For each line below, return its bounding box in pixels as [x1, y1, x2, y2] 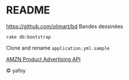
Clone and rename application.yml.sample [6, 44, 110, 51]
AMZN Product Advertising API [6, 55, 81, 62]
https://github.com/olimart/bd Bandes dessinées [6, 23, 123, 30]
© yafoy [6, 67, 26, 74]
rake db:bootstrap [6, 34, 51, 40]
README [6, 4, 50, 17]
